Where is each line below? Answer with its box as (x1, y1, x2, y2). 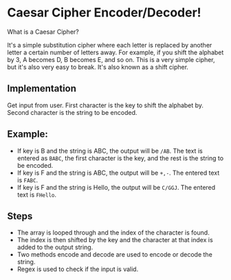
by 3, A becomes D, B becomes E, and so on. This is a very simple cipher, (7, 55, 215, 63)
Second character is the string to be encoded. (7, 108, 137, 116)
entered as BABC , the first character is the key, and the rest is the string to (16, 153, 224, 162)
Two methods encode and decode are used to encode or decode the (16, 250, 213, 259)
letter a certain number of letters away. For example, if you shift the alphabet (7, 48, 224, 56)
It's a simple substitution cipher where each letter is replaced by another (7, 41, 212, 49)
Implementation (7, 83, 77, 94)
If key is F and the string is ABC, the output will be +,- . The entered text (16, 169, 220, 177)
